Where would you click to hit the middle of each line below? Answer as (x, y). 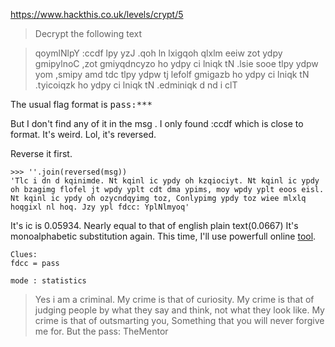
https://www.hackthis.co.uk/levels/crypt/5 (97, 14)
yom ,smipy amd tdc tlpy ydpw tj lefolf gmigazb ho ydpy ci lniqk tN (172, 74)
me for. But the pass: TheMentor (101, 331)
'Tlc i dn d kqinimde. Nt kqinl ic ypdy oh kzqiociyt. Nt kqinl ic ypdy (165, 181)
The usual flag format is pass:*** (81, 104)
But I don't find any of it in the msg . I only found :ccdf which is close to (157, 123)
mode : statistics (48, 281)
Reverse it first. (41, 153)
